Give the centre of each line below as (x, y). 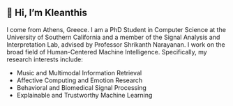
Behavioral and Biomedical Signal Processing (82, 87)
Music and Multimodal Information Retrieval (79, 73)
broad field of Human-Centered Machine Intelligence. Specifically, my (107, 52)
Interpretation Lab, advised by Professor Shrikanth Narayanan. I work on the (116, 44)
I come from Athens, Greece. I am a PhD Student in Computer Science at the (116, 29)
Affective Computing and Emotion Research (80, 80)
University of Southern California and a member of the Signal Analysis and (113, 37)
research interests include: (45, 59)
